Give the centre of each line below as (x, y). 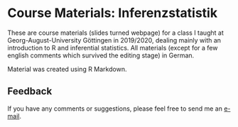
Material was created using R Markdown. (67, 69)
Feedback (30, 91)
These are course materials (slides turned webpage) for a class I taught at (115, 33)
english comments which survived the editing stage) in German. (101, 55)
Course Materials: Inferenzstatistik (113, 13)
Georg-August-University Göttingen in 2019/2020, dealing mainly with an (114, 40)
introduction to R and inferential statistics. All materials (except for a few (113, 48)
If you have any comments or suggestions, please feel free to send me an (115, 109)
